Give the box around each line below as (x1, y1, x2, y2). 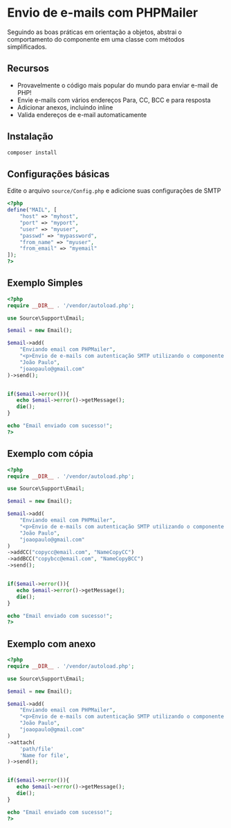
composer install (7, 149, 57, 156)
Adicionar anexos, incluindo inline (17, 103, 113, 112)
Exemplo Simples (7, 277, 83, 289)
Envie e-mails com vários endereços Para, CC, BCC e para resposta (17, 96, 211, 104)
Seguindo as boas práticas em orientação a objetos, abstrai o (7, 28, 182, 36)
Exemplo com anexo (7, 638, 96, 650)
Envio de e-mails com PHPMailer (7, 5, 198, 21)
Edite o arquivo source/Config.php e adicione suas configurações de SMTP (7, 187, 221, 195)
